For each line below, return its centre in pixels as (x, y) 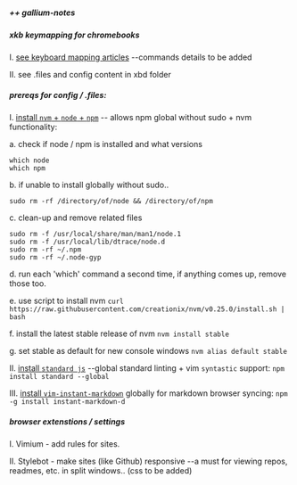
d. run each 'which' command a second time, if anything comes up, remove (148, 274)
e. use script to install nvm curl (67, 301)
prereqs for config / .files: (58, 95)
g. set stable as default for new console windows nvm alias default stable (148, 351)
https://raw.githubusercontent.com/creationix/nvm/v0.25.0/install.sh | (147, 309)
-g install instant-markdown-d (67, 402)
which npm (28, 169)
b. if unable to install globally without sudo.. (89, 185)
